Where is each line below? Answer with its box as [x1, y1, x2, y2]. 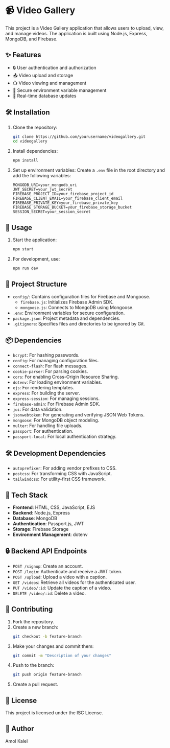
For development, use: [12, 255, 60, 262]
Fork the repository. [12, 618, 55, 624]
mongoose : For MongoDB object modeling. [12, 417, 100, 424]
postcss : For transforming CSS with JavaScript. [12, 471, 112, 477]
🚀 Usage [5, 223, 32, 232]
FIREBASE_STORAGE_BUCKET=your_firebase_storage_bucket [12, 205, 132, 210]
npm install [12, 158, 38, 163]
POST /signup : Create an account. [12, 563, 83, 569]
